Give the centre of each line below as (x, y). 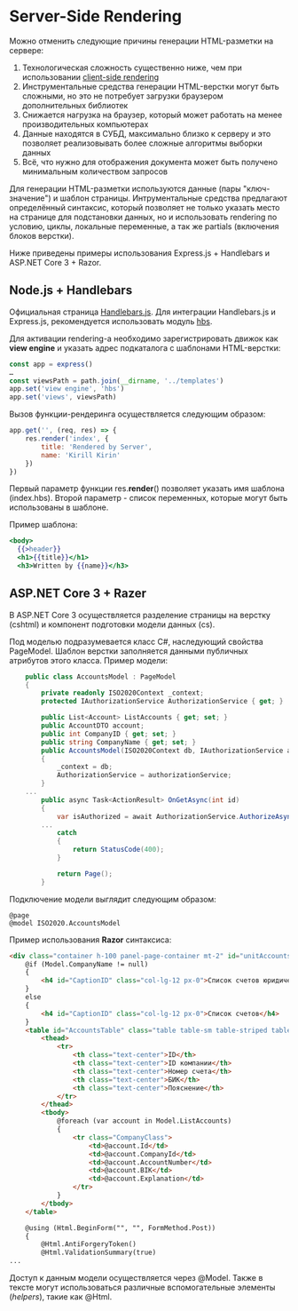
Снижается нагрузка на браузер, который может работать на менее (152, 115)
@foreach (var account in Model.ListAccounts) (144, 1121)
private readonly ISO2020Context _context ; (122, 693)
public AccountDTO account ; (93, 726)
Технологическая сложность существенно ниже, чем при (132, 68)
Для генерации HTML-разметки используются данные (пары (125, 188)
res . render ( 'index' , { (67, 439)
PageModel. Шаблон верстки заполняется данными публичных (129, 651)
